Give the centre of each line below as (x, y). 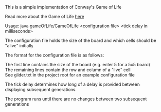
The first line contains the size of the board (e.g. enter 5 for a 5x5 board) (78, 65)
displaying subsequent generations (40, 89)
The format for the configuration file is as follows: (54, 55)
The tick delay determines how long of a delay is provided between (72, 84)
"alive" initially (19, 46)
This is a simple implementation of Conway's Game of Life (63, 7)
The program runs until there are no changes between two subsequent (76, 99)
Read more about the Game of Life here (45, 16)
